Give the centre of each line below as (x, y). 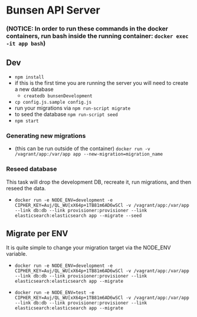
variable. (17, 254)
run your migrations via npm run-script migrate (73, 108)
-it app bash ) (26, 44)
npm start (27, 121)
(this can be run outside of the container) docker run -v (82, 148)
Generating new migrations (46, 136)
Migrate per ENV (37, 233)
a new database (34, 89)
